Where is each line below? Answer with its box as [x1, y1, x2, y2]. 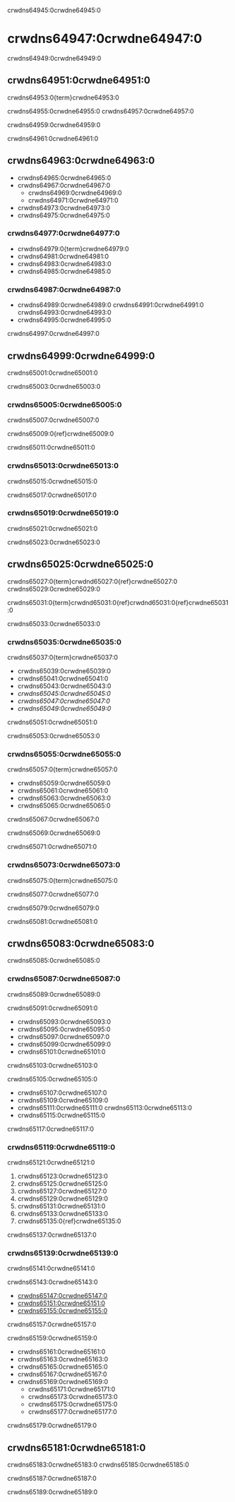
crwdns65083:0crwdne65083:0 [7, 937, 155, 949]
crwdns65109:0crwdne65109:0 [17, 1095, 109, 1104]
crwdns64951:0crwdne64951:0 [7, 74, 150, 87]
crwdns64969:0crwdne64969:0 [28, 188, 122, 197]
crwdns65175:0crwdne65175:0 [28, 1400, 118, 1409]
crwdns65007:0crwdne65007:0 [7, 416, 100, 424]
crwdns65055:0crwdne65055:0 [7, 749, 121, 759]
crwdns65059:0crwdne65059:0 [17, 779, 111, 788]
